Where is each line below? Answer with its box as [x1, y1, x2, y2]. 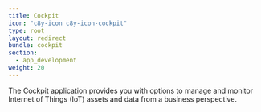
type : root [8, 26, 45, 34]
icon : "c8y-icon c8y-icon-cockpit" [8, 19, 128, 27]
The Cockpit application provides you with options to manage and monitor [8, 86, 254, 95]
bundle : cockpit [8, 42, 63, 50]
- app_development [15, 57, 78, 65]
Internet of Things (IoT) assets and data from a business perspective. [8, 94, 238, 104]
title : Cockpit [8, 11, 59, 20]
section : [8, 49, 38, 57]
